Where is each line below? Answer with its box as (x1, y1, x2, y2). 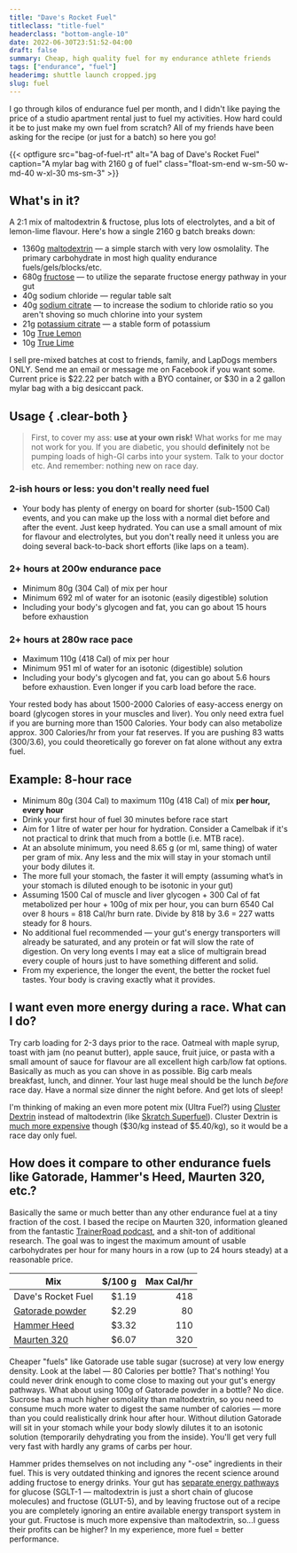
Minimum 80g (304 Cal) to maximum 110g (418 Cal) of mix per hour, (21, 795, 270, 805)
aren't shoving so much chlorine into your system (21, 310, 203, 320)
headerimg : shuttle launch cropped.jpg (9, 71, 157, 80)
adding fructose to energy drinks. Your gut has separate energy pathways (9, 1477, 279, 1487)
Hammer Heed (13, 1319, 74, 1331)
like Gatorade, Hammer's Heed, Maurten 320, (9, 1170, 266, 1185)
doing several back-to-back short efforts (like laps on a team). (21, 540, 250, 551)
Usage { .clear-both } (9, 409, 129, 424)
